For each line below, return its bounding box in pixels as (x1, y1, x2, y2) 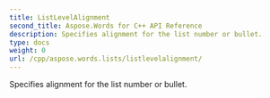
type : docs (9, 37, 50, 47)
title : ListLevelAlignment (9, 12, 110, 22)
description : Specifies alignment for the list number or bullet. (9, 29, 263, 38)
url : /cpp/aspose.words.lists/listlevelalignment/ (9, 54, 203, 63)
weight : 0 (9, 46, 47, 55)
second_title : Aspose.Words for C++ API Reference (9, 21, 203, 30)
